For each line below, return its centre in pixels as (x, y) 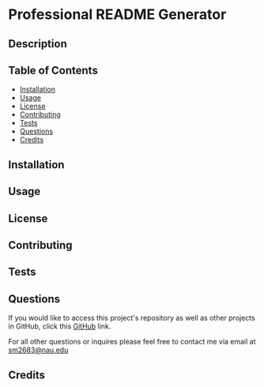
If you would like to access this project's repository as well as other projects (132, 318)
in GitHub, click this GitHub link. (60, 326)
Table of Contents (53, 70)
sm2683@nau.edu (38, 350)
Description (38, 44)
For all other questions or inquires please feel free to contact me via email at (132, 342)
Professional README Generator (117, 15)
